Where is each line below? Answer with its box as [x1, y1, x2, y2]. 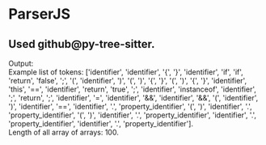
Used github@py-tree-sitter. [8, 37, 155, 51]
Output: [8, 58, 34, 68]
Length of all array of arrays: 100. [8, 127, 119, 137]
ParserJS [8, 5, 71, 23]
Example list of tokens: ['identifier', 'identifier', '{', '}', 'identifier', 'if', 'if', [8, 67, 244, 77]
